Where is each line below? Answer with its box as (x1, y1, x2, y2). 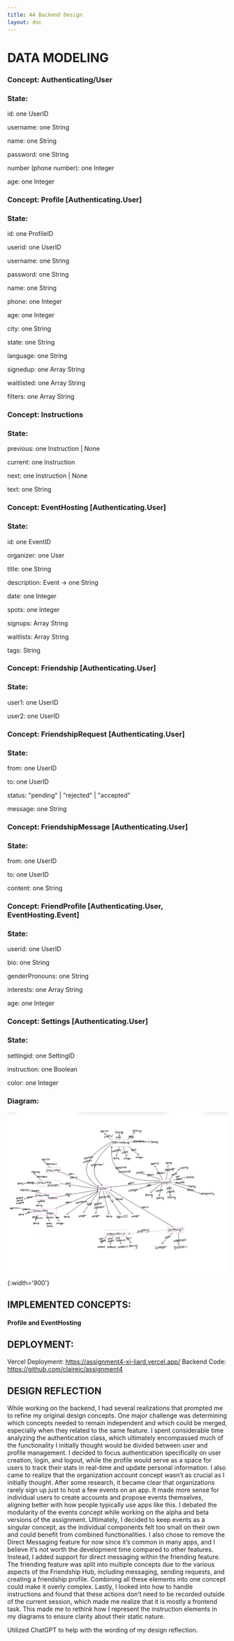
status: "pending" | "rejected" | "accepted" (7, 791, 131, 799)
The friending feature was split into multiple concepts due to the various (7, 1560, 215, 1568)
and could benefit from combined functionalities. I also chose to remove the (7, 1530, 226, 1539)
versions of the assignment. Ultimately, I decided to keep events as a (7, 1515, 205, 1523)
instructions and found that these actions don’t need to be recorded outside (7, 1590, 225, 1598)
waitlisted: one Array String (7, 379, 86, 387)
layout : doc (7, 18, 42, 26)
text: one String (7, 485, 52, 494)
